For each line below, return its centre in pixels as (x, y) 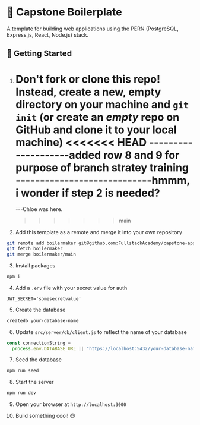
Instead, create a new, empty (88, 92)
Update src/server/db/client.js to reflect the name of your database (101, 332)
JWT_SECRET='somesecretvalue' (44, 299)
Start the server (34, 382)
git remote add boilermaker (42, 243)
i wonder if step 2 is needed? (88, 193)
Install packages (35, 265)
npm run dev (21, 393)
